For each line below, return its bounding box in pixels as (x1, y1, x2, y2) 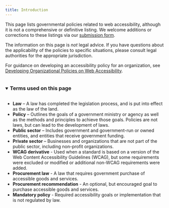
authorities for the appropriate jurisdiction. (5, 53, 93, 59)
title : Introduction (5, 7, 49, 13)
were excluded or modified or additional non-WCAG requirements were (12, 160, 160, 166)
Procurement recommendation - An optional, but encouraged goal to (12, 181, 157, 187)
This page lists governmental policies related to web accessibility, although (5, 21, 161, 27)
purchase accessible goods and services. (12, 186, 99, 192)
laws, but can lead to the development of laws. (12, 122, 110, 128)
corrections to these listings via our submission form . (5, 32, 116, 38)
